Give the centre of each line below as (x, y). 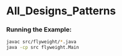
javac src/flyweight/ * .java (41, 42)
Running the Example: (39, 30)
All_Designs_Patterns (61, 11)
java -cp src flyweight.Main (43, 48)
